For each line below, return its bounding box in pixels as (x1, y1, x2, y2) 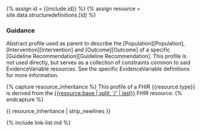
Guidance (6, 26, 35, 35)
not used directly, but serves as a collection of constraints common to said (6, 59, 191, 66)
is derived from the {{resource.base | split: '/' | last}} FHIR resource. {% (6, 90, 183, 97)
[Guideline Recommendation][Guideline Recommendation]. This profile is (6, 53, 187, 60)
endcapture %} (6, 96, 44, 103)
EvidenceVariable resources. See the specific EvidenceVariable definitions (6, 65, 190, 72)
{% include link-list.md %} (6, 119, 71, 126)
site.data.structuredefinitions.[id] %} (6, 11, 96, 19)
